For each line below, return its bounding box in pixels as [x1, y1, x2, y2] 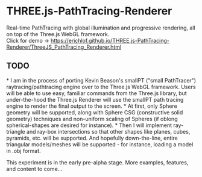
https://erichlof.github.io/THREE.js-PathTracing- [50, 37, 170, 44]
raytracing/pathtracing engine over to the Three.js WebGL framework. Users [6, 83, 196, 90]
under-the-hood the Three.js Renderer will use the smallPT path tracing [6, 96, 184, 103]
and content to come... [6, 165, 63, 172]
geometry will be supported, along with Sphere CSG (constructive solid [6, 108, 183, 116]
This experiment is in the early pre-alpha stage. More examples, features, [6, 158, 189, 166]
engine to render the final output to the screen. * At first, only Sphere [6, 102, 178, 110]
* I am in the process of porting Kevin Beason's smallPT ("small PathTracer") [6, 76, 197, 84]
